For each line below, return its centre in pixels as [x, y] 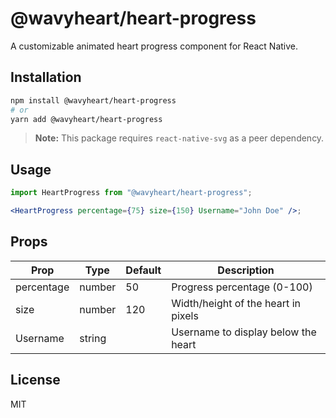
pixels [185, 315]
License [35, 380]
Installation [46, 77]
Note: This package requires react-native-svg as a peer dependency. [179, 138]
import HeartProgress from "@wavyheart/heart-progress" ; [131, 193]
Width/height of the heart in [236, 303]
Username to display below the [244, 332]
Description [246, 270]
